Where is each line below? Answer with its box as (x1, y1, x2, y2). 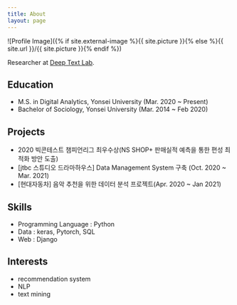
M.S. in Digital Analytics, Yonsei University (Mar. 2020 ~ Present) (17, 98, 209, 106)
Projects (7, 125, 46, 138)
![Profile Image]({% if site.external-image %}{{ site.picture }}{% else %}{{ (7, 36, 224, 45)
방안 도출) (31, 155, 59, 163)
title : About (7, 10, 46, 18)
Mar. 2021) (17, 172, 50, 180)
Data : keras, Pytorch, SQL (17, 227, 95, 236)
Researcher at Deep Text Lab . (7, 58, 95, 66)
